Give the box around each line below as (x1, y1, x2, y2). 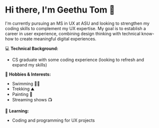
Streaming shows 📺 (12, 96, 52, 102)
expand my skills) (12, 62, 48, 67)
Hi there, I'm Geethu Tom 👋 (5, 4, 115, 16)
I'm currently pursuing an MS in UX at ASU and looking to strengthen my (5, 20, 150, 26)
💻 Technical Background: (5, 46, 59, 51)
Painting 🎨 (12, 91, 33, 97)
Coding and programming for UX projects (12, 117, 95, 123)
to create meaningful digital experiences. (14, 36, 96, 42)
